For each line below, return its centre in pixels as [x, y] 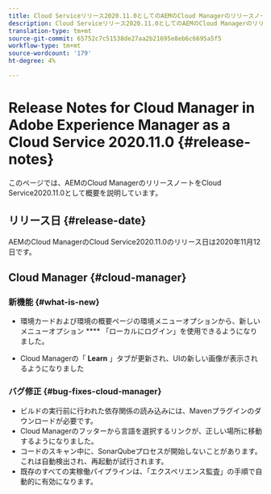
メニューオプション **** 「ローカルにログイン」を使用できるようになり [139, 331]
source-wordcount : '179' [50, 53]
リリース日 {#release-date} [77, 221]
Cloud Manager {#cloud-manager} [98, 278]
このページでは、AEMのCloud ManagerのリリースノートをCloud [115, 182]
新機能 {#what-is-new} [54, 302]
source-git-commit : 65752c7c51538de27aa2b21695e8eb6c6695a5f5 [115, 38]
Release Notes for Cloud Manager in [132, 108]
